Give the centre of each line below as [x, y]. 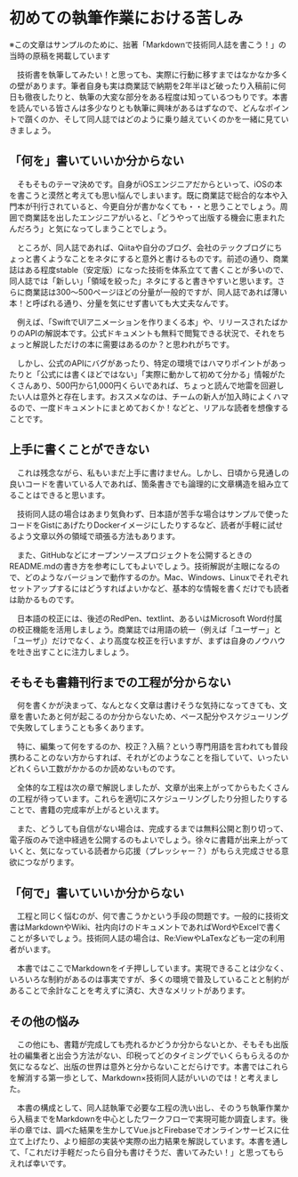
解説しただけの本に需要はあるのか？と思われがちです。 [133, 344]
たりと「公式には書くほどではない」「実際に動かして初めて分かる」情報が [144, 374]
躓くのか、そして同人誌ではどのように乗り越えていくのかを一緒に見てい [157, 119]
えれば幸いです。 [40, 1163]
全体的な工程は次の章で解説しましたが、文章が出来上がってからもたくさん [153, 787]
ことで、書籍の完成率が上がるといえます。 [87, 810]
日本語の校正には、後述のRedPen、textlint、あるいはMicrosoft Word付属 [149, 618]
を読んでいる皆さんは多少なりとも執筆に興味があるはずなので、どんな [137, 108]
